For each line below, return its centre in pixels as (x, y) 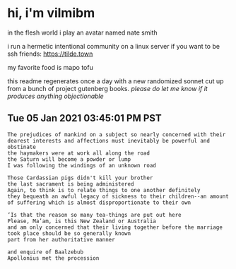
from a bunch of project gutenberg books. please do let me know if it (108, 88)
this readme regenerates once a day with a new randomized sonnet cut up (116, 81)
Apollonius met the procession (53, 258)
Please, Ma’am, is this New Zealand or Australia (82, 221)
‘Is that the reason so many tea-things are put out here (94, 215)
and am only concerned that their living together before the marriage (115, 227)
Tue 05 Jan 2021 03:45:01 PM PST (84, 118)
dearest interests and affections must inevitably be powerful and (109, 141)
